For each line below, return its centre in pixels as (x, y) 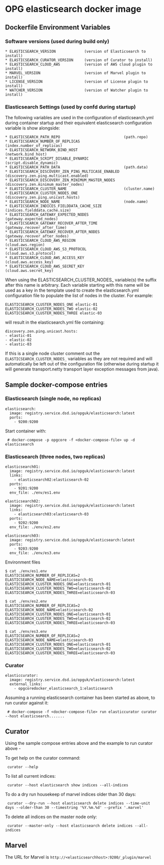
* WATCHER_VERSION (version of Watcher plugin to (77, 90)
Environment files (23, 562)
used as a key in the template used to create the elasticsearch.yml (72, 290)
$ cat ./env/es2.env (26, 601)
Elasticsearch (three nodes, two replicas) (55, 457)
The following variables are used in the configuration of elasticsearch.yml (79, 118)
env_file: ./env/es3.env (35, 553)
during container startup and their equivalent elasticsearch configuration (79, 123)
